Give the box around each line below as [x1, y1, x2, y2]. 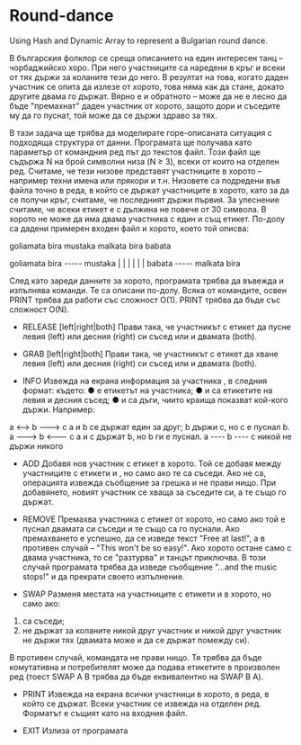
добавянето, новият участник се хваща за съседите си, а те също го [22, 487, 287, 498]
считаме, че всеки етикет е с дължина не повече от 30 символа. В [9, 203, 267, 214]
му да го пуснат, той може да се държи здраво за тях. [9, 110, 217, 121]
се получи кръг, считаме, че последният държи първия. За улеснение [9, 194, 280, 205]
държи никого [9, 440, 64, 451]
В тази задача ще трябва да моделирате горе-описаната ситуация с [9, 127, 272, 138]
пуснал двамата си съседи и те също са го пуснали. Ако [22, 523, 240, 534]
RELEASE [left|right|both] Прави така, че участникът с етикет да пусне [22, 321, 292, 332]
